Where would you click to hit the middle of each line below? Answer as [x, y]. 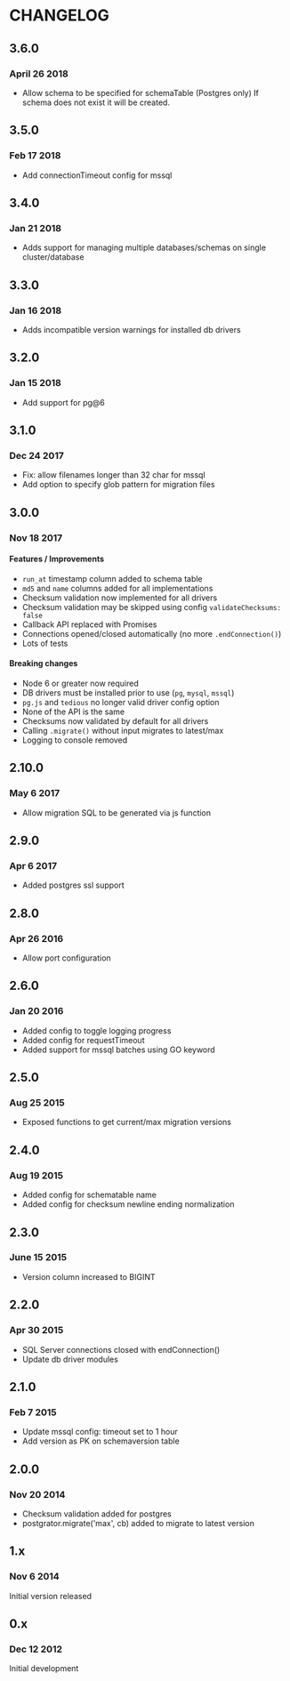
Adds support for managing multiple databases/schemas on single [144, 248]
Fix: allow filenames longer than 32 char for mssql [114, 475]
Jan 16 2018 [36, 310]
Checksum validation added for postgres [97, 1514]
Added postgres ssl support [73, 885]
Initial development [44, 1669]
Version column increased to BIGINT [89, 1276]
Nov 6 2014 [34, 1577]
